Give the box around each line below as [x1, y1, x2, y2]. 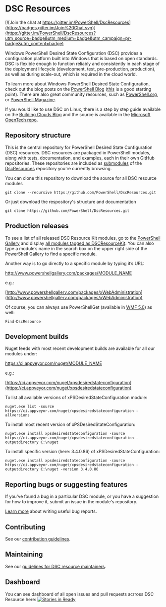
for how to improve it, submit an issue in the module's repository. [5, 499, 138, 505]
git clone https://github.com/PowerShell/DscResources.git [5, 208, 130, 213]
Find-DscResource [5, 319, 41, 324]
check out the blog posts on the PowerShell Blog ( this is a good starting [5, 86, 152, 92]
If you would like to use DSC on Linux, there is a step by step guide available [5, 106, 161, 112]
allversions [5, 413, 30, 418]
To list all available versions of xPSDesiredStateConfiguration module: [5, 395, 148, 401]
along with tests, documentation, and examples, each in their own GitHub [5, 155, 155, 161]
